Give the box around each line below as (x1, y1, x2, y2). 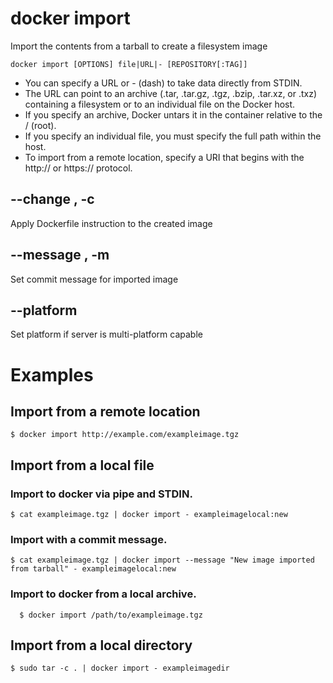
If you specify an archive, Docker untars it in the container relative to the (24, 108, 323, 121)
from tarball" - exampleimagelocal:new (10, 564, 177, 574)
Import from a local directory (10, 637, 193, 654)
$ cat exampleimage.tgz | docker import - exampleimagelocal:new (10, 510, 288, 520)
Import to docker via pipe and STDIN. (10, 487, 193, 501)
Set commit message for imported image (10, 273, 179, 285)
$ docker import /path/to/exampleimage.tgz (19, 610, 203, 620)
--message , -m (10, 247, 110, 264)
